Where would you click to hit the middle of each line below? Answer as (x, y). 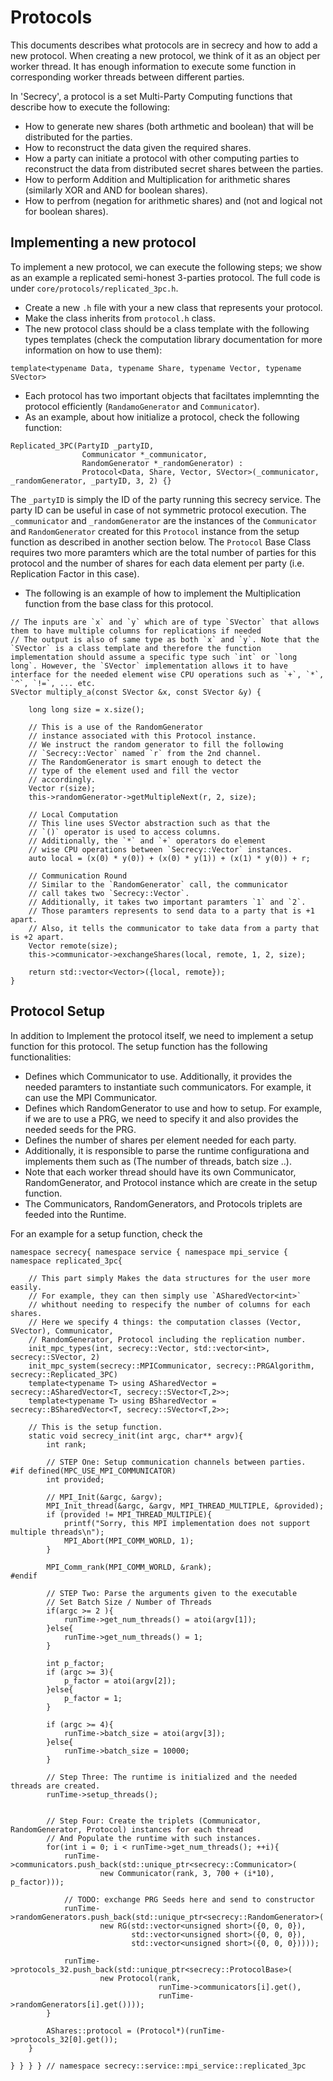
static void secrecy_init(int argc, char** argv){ (136, 1436)
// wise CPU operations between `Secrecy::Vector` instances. (160, 849)
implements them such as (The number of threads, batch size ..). (158, 1161)
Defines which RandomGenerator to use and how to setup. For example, (173, 1108)
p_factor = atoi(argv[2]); (120, 1681)
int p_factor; (75, 1663)
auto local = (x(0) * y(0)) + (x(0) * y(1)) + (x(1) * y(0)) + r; (169, 858)
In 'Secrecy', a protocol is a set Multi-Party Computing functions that (151, 96)
